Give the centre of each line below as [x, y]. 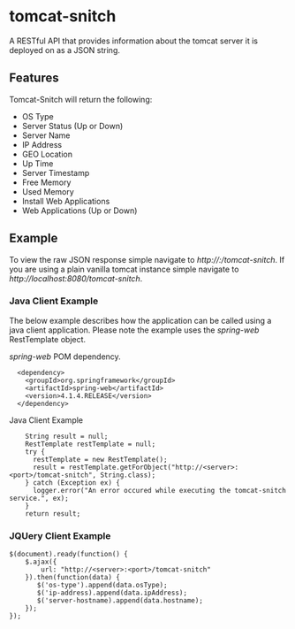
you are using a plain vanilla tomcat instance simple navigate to [124, 269]
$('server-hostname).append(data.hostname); [120, 601]
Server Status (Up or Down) [72, 126]
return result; [53, 514]
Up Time [38, 163]
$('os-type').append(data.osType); [102, 586]
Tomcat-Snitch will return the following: [81, 99]
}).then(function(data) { [73, 578]
